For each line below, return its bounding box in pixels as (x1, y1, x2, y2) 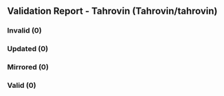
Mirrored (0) (7, 63, 49, 72)
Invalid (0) (7, 26, 43, 35)
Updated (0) (7, 44, 49, 54)
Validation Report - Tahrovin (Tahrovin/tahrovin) (7, 5, 218, 17)
